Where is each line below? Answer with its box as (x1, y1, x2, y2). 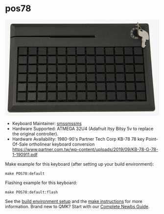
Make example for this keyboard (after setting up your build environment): (5, 161, 154, 167)
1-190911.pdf (12, 152, 38, 158)
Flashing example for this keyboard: (5, 180, 77, 186)
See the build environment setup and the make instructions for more (5, 198, 143, 204)
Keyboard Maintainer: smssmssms (12, 121, 82, 127)
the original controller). (12, 131, 59, 137)
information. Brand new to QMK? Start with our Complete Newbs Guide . (5, 204, 150, 210)
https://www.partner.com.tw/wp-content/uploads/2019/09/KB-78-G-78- (12, 147, 158, 152)
